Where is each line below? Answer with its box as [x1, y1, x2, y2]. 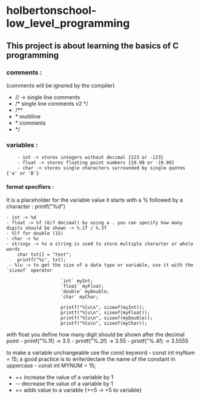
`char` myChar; [60, 294, 99, 300]
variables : [6, 140, 38, 149]
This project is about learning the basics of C [6, 41, 179, 51]
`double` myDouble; [60, 288, 110, 295]
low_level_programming [6, 16, 130, 30]
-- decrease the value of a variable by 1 [15, 380, 113, 388]
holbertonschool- [6, 4, 97, 18]
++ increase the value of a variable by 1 [15, 374, 114, 381]
